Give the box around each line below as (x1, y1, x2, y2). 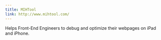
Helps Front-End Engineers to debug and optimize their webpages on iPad (5, 25, 157, 31)
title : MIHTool (5, 7, 37, 12)
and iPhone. (5, 30, 30, 36)
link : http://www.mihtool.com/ (5, 12, 70, 17)
